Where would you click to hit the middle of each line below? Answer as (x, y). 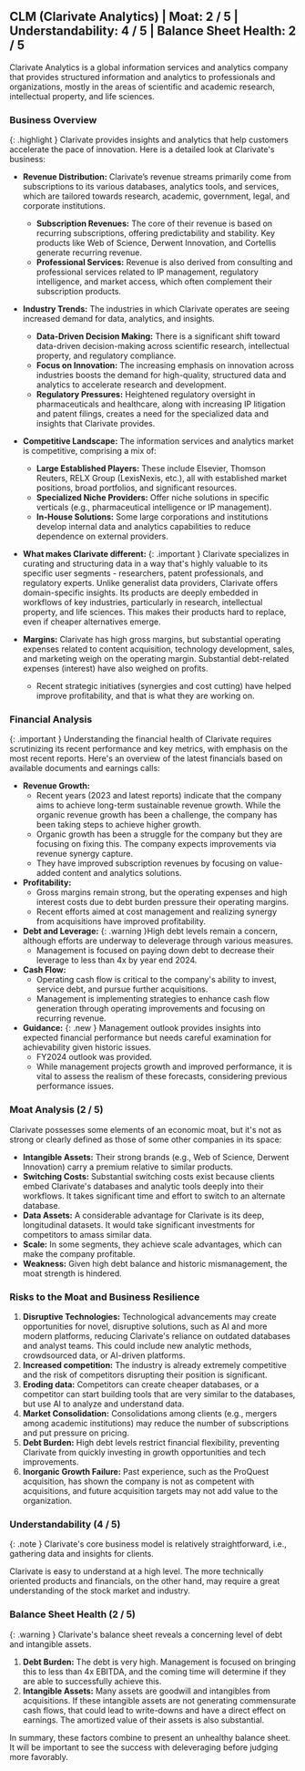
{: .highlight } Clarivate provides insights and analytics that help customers (149, 140)
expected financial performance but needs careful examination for (147, 1038)
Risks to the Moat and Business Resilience (105, 1297)
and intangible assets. (51, 1644)
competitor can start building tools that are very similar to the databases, (159, 1394)
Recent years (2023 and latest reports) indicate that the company (159, 796)
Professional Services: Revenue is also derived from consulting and (164, 263)
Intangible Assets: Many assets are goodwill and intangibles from (147, 1691)
